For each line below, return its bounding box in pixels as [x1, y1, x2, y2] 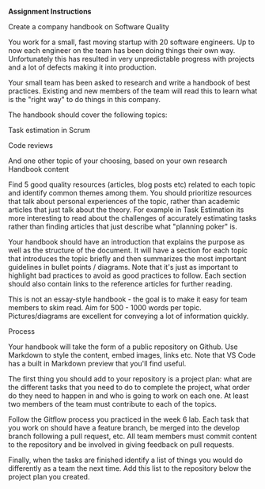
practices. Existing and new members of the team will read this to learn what [8, 86, 258, 96]
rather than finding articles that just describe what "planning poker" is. [8, 222, 237, 231]
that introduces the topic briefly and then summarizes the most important [8, 254, 247, 263]
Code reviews [8, 141, 54, 150]
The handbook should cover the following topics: [8, 110, 168, 119]
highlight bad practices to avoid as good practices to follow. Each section [8, 271, 247, 280]
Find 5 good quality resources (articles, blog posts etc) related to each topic [8, 180, 256, 189]
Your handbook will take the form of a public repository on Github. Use [8, 342, 239, 351]
